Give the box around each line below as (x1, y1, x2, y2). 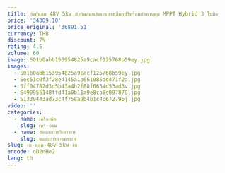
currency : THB (7, 30, 50, 37)
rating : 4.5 (7, 43, 42, 50)
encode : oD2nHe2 (7, 148, 55, 155)
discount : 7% (7, 37, 46, 44)
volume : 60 (7, 50, 40, 57)
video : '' (7, 102, 37, 109)
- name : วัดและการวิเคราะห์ (13, 129, 76, 136)
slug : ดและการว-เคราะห (20, 135, 76, 142)
